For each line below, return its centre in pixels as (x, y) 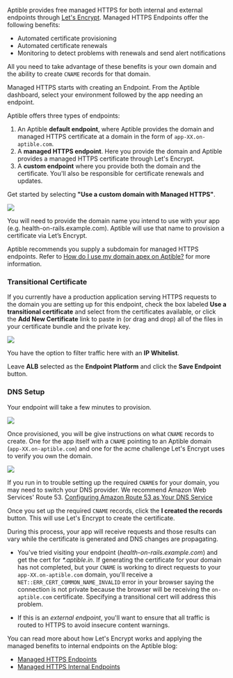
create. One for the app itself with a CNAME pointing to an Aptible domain (110, 441)
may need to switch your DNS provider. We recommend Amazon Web (107, 490)
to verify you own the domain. (50, 455)
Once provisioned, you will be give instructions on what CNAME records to (111, 433)
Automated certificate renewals (62, 46)
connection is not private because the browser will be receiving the (114, 589)
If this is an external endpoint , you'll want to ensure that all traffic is (113, 618)
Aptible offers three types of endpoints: (64, 115)
